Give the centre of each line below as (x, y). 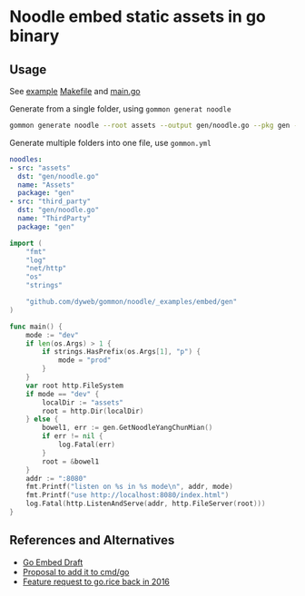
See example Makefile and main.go (75, 91)
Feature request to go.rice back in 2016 (96, 581)
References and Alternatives (92, 540)
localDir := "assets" (83, 402)
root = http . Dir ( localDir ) (93, 411)
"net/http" (46, 269)
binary (34, 36)
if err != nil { (73, 436)
